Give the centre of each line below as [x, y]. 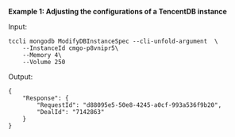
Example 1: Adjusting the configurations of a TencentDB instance [118, 11]
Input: [18, 27]
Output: [21, 77]
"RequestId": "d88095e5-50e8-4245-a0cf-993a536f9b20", [129, 105]
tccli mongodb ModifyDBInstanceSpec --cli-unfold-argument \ [113, 41]
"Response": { [46, 98]
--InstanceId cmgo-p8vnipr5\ [71, 48]
